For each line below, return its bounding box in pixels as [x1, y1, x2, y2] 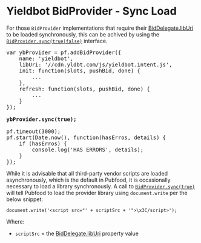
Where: [6, 217, 25, 225]
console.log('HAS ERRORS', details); [31, 146, 144, 153]
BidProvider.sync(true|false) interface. [6, 37, 108, 44]
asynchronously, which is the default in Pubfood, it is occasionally [6, 176, 171, 183]
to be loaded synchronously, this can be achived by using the [6, 30, 159, 38]
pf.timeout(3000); [6, 128, 61, 135]
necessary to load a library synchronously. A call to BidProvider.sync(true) [6, 182, 196, 190]
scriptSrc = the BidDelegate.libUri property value [15, 230, 139, 237]
